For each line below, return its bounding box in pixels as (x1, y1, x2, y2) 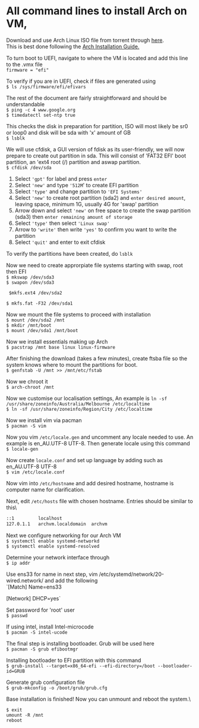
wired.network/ (6, 577, 43, 584)
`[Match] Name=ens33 (6, 583, 62, 590)
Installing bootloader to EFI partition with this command (6, 656, 141, 664)
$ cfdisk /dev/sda (6, 165, 52, 171)
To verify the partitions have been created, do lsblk (6, 250, 133, 257)
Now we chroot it (6, 377, 48, 385)
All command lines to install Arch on (6, 4, 187, 18)
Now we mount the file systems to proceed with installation (6, 311, 151, 318)
